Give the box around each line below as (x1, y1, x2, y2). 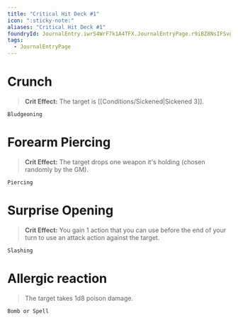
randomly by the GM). (24, 165, 89, 173)
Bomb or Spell (7, 307, 50, 315)
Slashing (7, 247, 33, 254)
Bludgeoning (7, 110, 42, 117)
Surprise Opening (7, 202, 114, 219)
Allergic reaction (7, 270, 108, 287)
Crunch (7, 74, 52, 90)
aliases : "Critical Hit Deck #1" (7, 23, 106, 30)
